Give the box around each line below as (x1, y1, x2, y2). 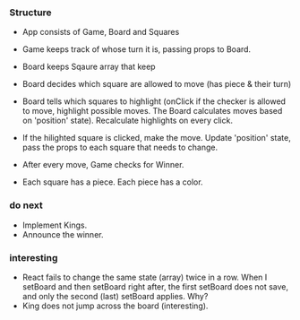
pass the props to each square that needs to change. (21, 142, 219, 153)
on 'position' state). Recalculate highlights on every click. (21, 115, 233, 126)
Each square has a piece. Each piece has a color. (21, 177, 203, 187)
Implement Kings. (21, 220, 88, 230)
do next (9, 199, 43, 212)
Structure (9, 6, 52, 19)
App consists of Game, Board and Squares (21, 27, 180, 38)
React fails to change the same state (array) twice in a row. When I (21, 272, 268, 282)
